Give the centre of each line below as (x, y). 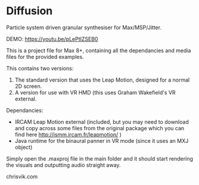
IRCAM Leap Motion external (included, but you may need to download (102, 122)
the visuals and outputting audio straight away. (63, 165)
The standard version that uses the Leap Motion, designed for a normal (102, 80)
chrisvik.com (22, 176)
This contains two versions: (40, 68)
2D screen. (28, 86)
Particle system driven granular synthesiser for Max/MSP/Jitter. (84, 27)
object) (24, 147)
